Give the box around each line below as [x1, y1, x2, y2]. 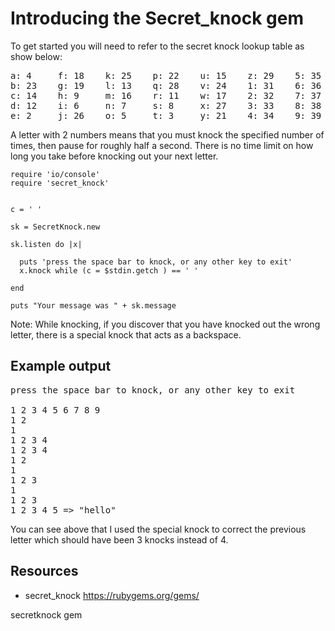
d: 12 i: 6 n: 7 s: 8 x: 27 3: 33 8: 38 [10, 100, 322, 111]
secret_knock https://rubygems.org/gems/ [24, 589, 200, 601]
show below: [10, 50, 63, 62]
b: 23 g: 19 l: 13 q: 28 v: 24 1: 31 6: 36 [10, 80, 322, 91]
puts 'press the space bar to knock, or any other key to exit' [19, 257, 293, 267]
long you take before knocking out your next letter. [10, 150, 219, 162]
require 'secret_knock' [10, 178, 110, 188]
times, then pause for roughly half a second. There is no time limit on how [10, 139, 314, 151]
